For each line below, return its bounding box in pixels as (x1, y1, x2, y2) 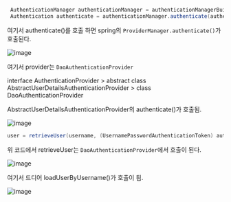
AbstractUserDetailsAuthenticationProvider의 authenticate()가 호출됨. (7, 105, 202, 113)
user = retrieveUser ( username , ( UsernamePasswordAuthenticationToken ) (7, 132, 214, 139)
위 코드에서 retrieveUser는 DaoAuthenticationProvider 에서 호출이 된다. (7, 145, 201, 154)
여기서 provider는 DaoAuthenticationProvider (7, 63, 134, 71)
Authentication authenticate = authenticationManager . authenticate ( (10, 12, 211, 20)
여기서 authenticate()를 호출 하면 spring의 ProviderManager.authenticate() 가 (7, 26, 221, 34)
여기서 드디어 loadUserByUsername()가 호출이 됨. (7, 173, 144, 181)
